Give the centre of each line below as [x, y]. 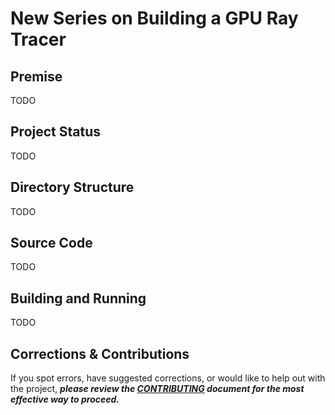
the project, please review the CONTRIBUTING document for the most [157, 389]
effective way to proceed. [65, 399]
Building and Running [78, 298]
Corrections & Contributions [100, 353]
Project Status [56, 132]
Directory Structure [72, 187]
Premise [36, 76]
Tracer [38, 39]
